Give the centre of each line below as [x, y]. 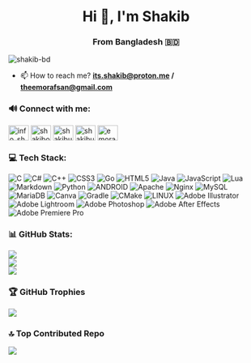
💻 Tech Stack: [38, 157]
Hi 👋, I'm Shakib [136, 17]
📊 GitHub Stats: [40, 234]
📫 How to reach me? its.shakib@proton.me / [97, 75]
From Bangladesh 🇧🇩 [136, 42]
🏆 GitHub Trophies [47, 293]
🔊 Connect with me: [49, 109]
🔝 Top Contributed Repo [57, 333]
